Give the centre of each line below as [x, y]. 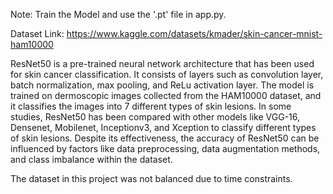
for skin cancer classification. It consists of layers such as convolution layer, [167, 74]
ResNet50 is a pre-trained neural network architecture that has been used [162, 63]
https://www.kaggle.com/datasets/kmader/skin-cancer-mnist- [194, 33]
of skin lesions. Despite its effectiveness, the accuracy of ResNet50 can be [165, 138]
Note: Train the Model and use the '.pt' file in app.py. [118, 14]
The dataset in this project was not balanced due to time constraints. [151, 178]
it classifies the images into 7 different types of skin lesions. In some [151, 106]
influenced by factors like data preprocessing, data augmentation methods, [165, 148]
